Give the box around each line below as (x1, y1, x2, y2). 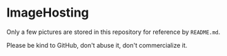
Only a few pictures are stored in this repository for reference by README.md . (6, 28, 221, 36)
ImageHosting (6, 5, 89, 21)
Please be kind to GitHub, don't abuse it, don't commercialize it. (6, 41, 188, 49)
